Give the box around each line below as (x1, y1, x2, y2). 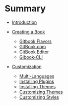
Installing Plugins (19, 78, 54, 84)
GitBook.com (19, 43, 46, 49)
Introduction (11, 19, 37, 25)
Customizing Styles (19, 94, 59, 100)
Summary (4, 3, 46, 14)
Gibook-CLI (19, 54, 43, 60)
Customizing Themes (19, 89, 63, 95)
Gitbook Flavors (19, 38, 52, 44)
